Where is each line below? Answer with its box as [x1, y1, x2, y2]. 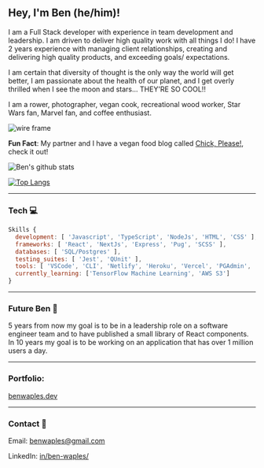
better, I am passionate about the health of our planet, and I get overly [8, 76, 234, 85]
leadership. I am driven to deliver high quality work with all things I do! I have [8, 35, 256, 45]
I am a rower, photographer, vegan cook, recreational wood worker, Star [8, 99, 241, 109]
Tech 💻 [8, 205, 38, 216]
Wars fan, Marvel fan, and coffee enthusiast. [8, 108, 152, 117]
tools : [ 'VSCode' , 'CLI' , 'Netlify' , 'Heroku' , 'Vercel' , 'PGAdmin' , [15, 262, 251, 270]
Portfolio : [8, 373, 45, 384]
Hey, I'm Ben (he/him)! [8, 6, 120, 20]
